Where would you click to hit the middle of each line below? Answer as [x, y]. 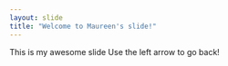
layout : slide [36, 18]
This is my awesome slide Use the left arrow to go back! [115, 52]
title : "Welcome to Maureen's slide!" [83, 26]
